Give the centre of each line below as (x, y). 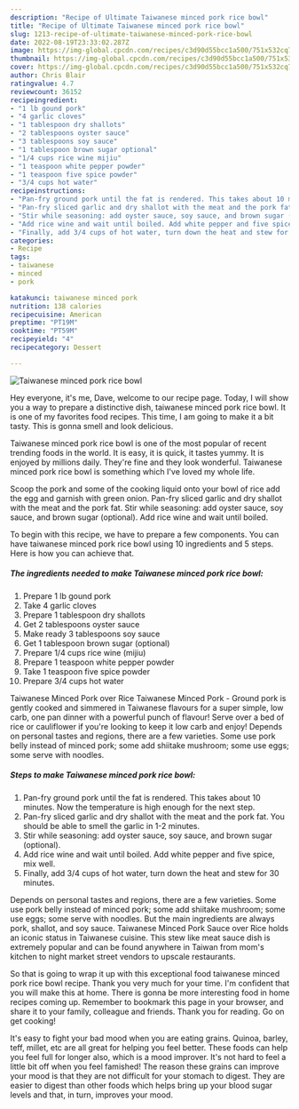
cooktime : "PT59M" (44, 331)
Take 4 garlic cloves (59, 605)
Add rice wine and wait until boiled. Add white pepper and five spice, (149, 854)
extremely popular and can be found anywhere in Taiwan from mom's (137, 946)
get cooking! (33, 1021)
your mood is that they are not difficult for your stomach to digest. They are (148, 1075)
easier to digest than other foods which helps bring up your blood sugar (142, 1085)
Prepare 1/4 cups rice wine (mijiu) (84, 652)
